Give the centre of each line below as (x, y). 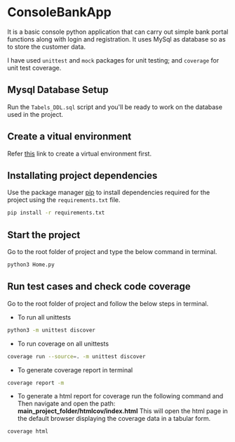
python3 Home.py (31, 265)
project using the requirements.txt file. (64, 200)
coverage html (28, 431)
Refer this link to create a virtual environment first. (80, 153)
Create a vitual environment (69, 137)
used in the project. (35, 114)
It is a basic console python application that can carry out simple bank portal (118, 32)
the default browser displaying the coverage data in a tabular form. (114, 419)
